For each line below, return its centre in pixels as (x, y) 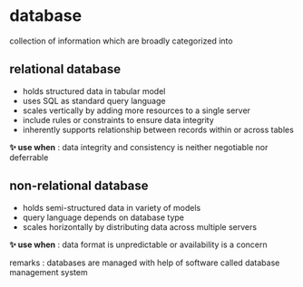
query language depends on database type (103, 217)
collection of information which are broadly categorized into (121, 41)
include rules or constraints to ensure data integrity (118, 120)
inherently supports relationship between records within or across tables (158, 129)
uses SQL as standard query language (94, 100)
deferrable (29, 157)
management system (49, 272)
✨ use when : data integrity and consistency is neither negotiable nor (139, 147)
